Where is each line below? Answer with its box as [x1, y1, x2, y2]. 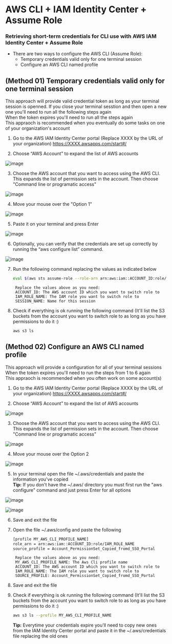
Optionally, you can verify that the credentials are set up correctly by [12, 241, 158, 247]
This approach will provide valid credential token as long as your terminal [5, 98, 160, 104]
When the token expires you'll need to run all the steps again [5, 114, 133, 121]
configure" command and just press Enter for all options [12, 487, 132, 493]
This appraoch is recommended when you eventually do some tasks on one [5, 120, 165, 126]
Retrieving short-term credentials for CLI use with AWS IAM [5, 33, 157, 40]
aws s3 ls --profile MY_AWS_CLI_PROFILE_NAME [12, 613, 112, 618]
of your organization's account [5, 125, 70, 132]
